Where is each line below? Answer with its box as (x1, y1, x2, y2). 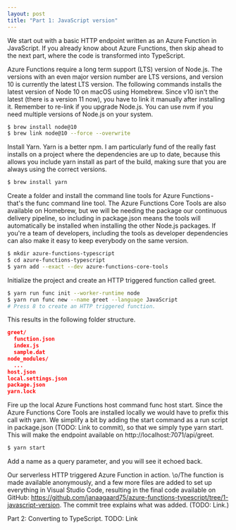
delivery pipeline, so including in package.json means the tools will (7, 214, 201, 223)
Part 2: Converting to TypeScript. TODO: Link (7, 514, 138, 522)
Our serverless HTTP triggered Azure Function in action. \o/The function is (7, 471, 224, 479)
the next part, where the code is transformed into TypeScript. (7, 51, 185, 60)
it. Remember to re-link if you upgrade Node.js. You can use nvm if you (7, 102, 213, 111)
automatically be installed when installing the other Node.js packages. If (7, 221, 216, 230)
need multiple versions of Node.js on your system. (7, 110, 154, 118)
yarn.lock (7, 388, 37, 395)
